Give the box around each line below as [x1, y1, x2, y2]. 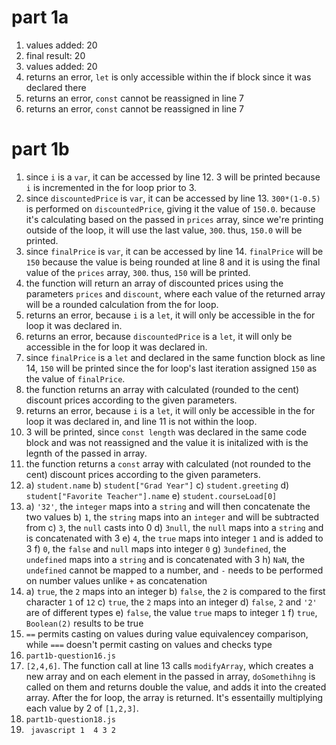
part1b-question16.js [25, 651, 116, 661]
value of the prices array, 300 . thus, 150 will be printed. [25, 266, 251, 278]
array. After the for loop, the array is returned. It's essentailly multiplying [25, 691, 324, 703]
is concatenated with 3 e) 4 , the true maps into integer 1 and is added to [25, 532, 324, 544]
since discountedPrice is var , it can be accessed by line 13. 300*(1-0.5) [25, 192, 321, 204]
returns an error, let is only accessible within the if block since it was [25, 71, 312, 83]
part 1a [11, 6, 69, 29]
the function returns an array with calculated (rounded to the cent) [25, 383, 300, 395]
